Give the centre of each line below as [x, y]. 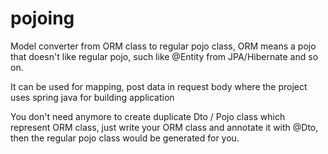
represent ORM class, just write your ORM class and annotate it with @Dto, [164, 127]
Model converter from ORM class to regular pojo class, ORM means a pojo [163, 46]
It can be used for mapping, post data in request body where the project [159, 86]
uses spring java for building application [92, 97]
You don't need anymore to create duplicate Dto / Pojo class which [148, 116]
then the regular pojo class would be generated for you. [125, 138]
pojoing [42, 18]
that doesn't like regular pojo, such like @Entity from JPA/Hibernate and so [164, 56]
